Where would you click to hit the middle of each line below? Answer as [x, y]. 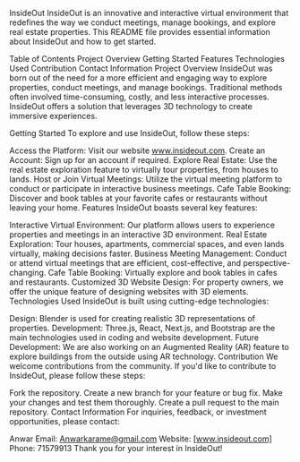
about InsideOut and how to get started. [83, 41]
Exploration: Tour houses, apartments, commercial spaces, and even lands [147, 244]
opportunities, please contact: [64, 421]
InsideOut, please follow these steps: [77, 376]
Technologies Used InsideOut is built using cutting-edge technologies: [139, 301]
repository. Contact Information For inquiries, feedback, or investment [138, 412]
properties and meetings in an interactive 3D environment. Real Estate [138, 235]
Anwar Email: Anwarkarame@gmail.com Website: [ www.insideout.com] [141, 439]
